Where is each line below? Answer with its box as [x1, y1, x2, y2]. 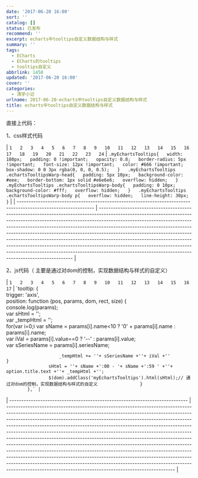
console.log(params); [6, 303, 59, 311]
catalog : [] [6, 20, 35, 25]
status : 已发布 [6, 25, 41, 31]
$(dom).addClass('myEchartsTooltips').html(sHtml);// [48, 374, 184, 381]
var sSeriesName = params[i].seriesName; [6, 341, 110, 348]
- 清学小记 [11, 91, 35, 97]
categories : [6, 86, 35, 92]
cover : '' [6, 81, 31, 86]
